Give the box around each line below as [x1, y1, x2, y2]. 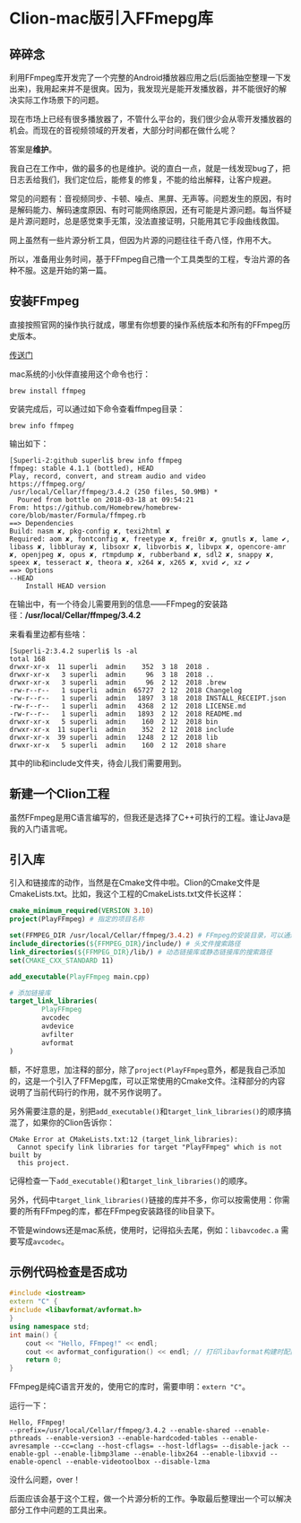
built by [9, 1150, 42, 1160]
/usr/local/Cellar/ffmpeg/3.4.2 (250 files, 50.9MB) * [9, 487, 219, 496]
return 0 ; [25, 1355, 63, 1364]
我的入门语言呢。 [9, 822, 73, 834]
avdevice [41, 1022, 74, 1031]
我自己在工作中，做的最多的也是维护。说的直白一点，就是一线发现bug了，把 [9, 163, 291, 173]
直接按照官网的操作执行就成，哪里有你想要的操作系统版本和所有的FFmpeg [9, 319, 283, 330]
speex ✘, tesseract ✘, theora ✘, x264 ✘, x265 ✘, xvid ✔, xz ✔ [9, 558, 251, 567]
